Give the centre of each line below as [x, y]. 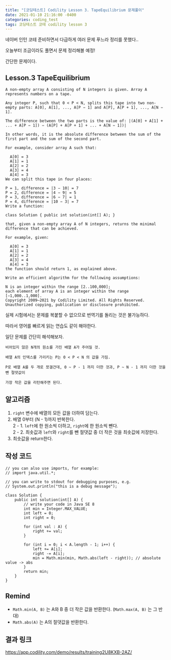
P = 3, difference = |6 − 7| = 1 [41, 197]
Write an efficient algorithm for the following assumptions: [73, 278]
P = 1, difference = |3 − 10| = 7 [42, 188]
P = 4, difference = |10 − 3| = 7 [42, 202]
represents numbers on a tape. [39, 94]
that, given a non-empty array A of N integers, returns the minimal [81, 224]
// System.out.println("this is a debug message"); [61, 486]
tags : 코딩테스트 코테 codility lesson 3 [46, 24]
